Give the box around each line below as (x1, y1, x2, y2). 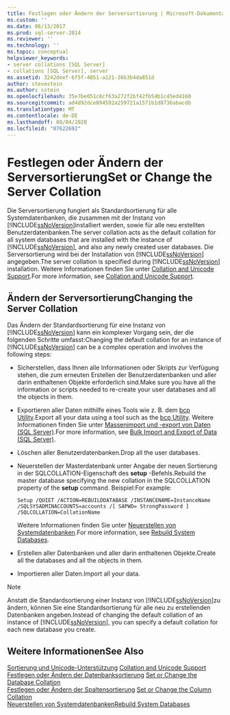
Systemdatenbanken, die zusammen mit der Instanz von (7, 214, 166, 222)
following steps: (7, 350, 52, 359)
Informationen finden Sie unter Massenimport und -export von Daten (16, 420, 211, 429)
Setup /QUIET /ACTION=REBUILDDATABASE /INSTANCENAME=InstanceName (16, 497, 211, 504)
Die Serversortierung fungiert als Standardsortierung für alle (7, 207, 177, 215)
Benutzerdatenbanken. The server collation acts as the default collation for (7, 228, 216, 237)
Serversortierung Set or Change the (7, 169, 212, 185)
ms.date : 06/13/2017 (7, 23, 66, 30)
